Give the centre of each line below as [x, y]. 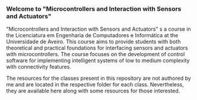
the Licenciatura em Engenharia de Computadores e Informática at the [92, 36]
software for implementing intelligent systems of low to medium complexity [98, 60]
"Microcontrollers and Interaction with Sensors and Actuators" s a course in [99, 29]
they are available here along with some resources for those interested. [93, 91]
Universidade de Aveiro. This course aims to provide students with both [93, 42]
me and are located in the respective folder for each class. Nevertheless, [95, 85]
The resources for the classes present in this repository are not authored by [99, 78]
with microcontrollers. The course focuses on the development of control [96, 54]
